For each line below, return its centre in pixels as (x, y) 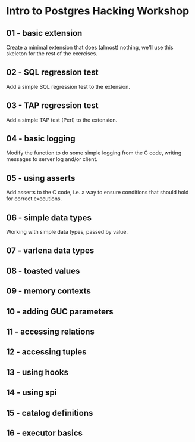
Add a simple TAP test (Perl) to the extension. (62, 120)
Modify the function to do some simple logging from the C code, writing (94, 153)
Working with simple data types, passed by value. (67, 232)
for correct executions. (34, 199)
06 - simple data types (49, 217)
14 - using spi (32, 393)
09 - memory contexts (48, 291)
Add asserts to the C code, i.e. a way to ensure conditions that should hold (97, 193)
